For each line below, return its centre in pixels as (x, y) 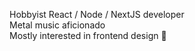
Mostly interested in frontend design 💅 (88, 35)
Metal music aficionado (57, 25)
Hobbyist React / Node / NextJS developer (97, 14)
